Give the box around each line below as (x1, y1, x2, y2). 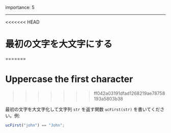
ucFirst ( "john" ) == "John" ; (5, 122, 65, 128)
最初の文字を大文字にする (5, 38, 113, 50)
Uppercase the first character (5, 73, 133, 85)
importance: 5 (5, 5, 35, 10)
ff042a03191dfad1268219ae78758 (94, 90, 165, 96)
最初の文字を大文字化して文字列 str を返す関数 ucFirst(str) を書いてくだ (5, 106, 160, 112)
